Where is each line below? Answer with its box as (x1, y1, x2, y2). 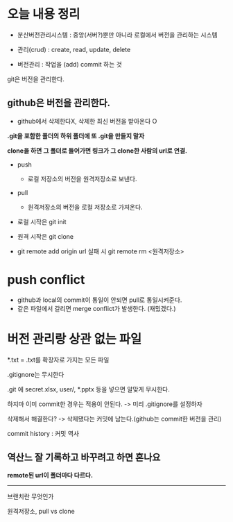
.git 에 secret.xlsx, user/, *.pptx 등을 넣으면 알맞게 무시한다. (7, 385, 170, 393)
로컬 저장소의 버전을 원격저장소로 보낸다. (27, 174, 137, 183)
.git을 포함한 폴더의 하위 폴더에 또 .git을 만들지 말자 (7, 131, 145, 140)
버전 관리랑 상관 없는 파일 (7, 331, 142, 347)
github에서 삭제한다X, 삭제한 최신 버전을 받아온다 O (17, 117, 157, 125)
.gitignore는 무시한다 (7, 370, 64, 378)
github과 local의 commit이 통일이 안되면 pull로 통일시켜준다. (17, 296, 182, 304)
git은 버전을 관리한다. (7, 74, 64, 83)
